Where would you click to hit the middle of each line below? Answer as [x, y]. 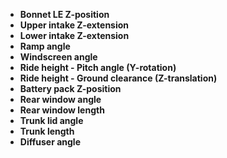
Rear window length [62, 110]
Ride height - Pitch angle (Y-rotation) [98, 67]
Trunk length [47, 131]
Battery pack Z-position [70, 88]
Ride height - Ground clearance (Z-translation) [118, 78]
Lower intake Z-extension [74, 35]
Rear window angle [60, 99]
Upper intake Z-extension [74, 25]
